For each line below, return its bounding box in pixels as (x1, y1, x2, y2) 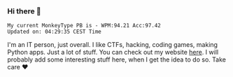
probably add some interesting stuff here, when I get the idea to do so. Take (7, 55, 226, 64)
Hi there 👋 (7, 6, 42, 16)
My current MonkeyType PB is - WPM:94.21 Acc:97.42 (7, 22, 161, 29)
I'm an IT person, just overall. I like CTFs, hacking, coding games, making (7, 41, 218, 49)
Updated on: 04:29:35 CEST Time (7, 28, 101, 36)
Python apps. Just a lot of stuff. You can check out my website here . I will (7, 48, 219, 57)
